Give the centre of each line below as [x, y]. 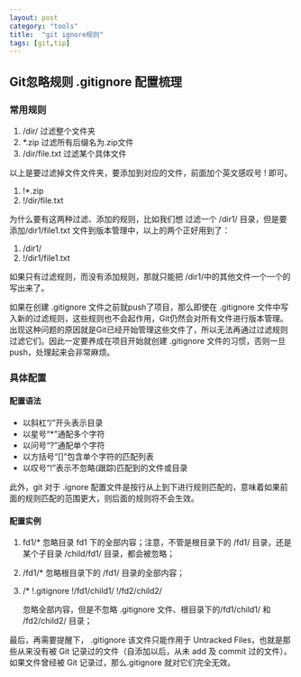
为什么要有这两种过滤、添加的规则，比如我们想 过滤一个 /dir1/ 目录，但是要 [148, 218]
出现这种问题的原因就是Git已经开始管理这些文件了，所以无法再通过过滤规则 [149, 329]
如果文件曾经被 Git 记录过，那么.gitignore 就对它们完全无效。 [123, 663]
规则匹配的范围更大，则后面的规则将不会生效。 [112, 498]
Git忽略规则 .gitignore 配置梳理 [96, 82]
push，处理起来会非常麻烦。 [62, 352]
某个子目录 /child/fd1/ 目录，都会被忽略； [99, 554]
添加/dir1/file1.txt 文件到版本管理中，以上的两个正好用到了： [120, 230]
